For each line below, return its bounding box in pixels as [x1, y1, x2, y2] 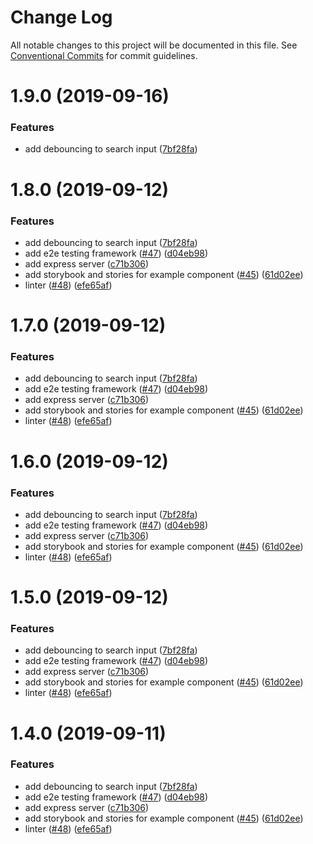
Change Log [10, 6, 113, 29]
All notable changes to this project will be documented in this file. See [10, 39, 298, 51]
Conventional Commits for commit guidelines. [10, 49, 198, 61]
